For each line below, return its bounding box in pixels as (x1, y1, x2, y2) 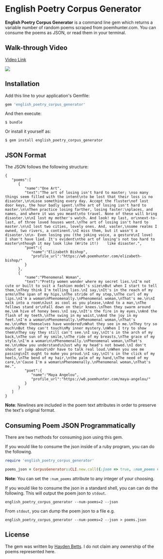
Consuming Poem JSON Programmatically (5, 421, 136, 430)
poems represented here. (5, 548, 56, 554)
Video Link (5, 57, 27, 62)
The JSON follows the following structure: (5, 164, 89, 170)
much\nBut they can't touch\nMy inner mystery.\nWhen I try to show (5, 326, 147, 331)
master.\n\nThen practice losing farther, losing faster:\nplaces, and (5, 207, 153, 212)
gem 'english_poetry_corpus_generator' (5, 102, 86, 107)
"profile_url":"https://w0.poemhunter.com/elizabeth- (31, 254, 142, 259)
